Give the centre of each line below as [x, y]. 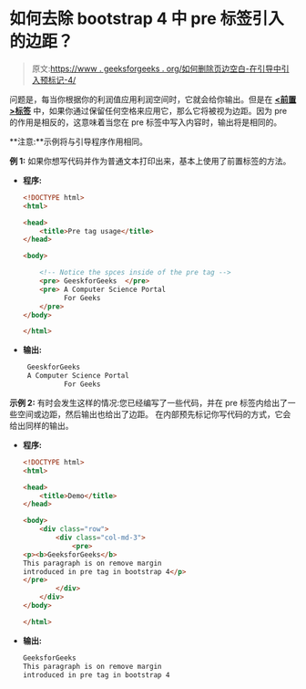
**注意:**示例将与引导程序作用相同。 [79, 141]
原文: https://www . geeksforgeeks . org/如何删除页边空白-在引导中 [157, 68]
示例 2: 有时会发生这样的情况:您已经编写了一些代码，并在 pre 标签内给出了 [149, 402]
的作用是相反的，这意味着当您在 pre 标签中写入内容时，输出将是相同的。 [146, 122]
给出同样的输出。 [41, 425]
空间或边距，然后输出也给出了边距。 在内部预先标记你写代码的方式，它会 [154, 414]
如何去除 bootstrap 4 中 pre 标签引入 [147, 19]
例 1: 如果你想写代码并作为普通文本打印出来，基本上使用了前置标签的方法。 [150, 161]
